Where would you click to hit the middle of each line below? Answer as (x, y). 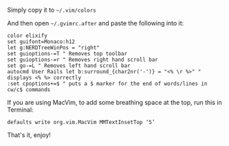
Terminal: (20, 110)
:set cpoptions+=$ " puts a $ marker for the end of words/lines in (107, 84)
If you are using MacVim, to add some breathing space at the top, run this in (115, 102)
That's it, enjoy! (29, 135)
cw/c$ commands (29, 90)
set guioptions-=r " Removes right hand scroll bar (83, 60)
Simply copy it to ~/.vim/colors (52, 10)
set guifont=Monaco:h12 (41, 42)
